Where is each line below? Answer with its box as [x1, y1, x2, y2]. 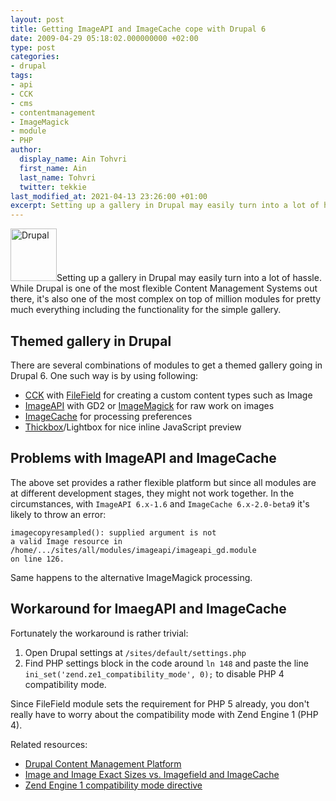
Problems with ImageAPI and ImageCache [10, 450, 277, 467]
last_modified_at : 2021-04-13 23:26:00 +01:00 [10, 191, 208, 201]
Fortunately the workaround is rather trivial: [10, 627, 189, 639]
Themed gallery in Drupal [10, 332, 172, 350]
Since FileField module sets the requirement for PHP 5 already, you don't [10, 697, 310, 710]
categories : [10, 52, 60, 62]
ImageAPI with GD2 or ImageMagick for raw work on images [24, 399, 275, 411]
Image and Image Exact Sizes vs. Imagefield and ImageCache [24, 768, 280, 780]
